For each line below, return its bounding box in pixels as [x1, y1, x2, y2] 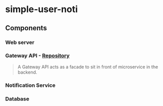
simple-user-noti [5, 4, 78, 15]
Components [5, 24, 47, 32]
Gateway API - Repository [5, 52, 70, 59]
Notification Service [5, 82, 56, 89]
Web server [5, 39, 34, 46]
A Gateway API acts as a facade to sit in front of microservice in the [17, 64, 158, 70]
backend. [17, 69, 37, 75]
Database [5, 95, 29, 102]
